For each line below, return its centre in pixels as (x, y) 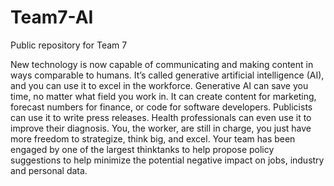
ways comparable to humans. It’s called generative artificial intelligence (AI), (167, 75)
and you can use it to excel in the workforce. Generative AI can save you (159, 85)
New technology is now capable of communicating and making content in (162, 64)
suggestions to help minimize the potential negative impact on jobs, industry (167, 160)
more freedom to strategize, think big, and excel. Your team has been (153, 138)
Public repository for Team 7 (69, 45)
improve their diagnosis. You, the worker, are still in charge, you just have (161, 128)
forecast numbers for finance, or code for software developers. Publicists (161, 107)
